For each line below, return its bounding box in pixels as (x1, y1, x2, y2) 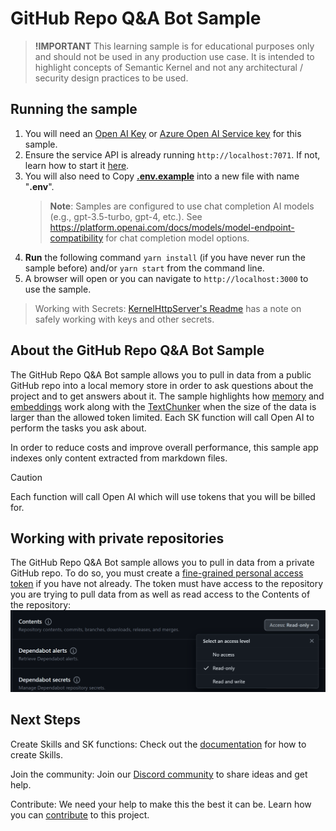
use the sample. (24, 283, 92, 295)
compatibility (49, 232, 104, 244)
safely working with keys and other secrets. (34, 313, 215, 325)
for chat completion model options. (105, 232, 250, 244)
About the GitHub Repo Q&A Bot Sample (10, 342, 265, 359)
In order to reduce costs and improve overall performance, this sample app (10, 441, 319, 453)
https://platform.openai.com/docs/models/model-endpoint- (49, 221, 295, 233)
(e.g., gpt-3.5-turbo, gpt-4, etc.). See (49, 210, 203, 222)
